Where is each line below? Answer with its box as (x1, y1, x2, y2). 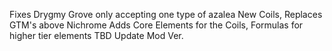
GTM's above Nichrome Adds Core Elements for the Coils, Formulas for (9, 19, 304, 31)
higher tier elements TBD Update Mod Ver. (9, 30, 184, 41)
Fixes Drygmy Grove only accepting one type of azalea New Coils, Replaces (9, 9, 323, 20)
